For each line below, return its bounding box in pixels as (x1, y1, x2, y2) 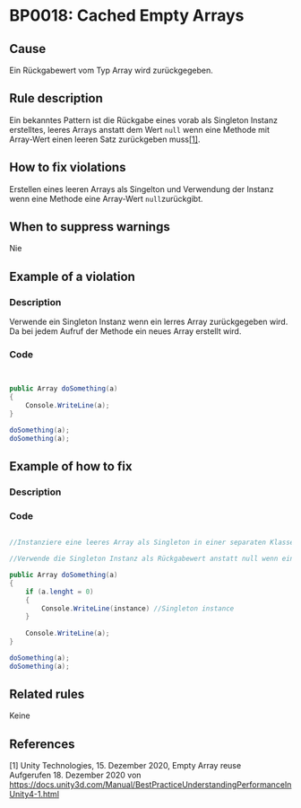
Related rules (9, 687, 85, 702)
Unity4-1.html (9, 789, 60, 800)
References (9, 736, 75, 751)
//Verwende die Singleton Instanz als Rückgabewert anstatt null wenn (9, 554, 279, 564)
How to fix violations (9, 160, 126, 175)
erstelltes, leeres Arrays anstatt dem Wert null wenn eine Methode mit (9, 124, 271, 135)
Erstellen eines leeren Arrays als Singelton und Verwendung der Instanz (9, 183, 274, 194)
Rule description (9, 91, 103, 106)
